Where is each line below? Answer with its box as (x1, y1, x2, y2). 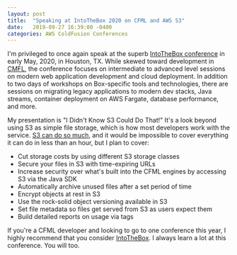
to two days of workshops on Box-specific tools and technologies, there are (7, 79, 229, 89)
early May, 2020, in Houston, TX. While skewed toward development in (7, 57, 214, 66)
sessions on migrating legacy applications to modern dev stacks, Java (7, 87, 212, 96)
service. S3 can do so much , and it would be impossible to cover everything (7, 131, 229, 140)
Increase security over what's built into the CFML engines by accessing (17, 167, 226, 176)
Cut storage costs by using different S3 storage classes (17, 152, 180, 161)
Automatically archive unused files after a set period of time (17, 182, 192, 191)
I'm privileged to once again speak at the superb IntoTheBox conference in (7, 50, 225, 58)
